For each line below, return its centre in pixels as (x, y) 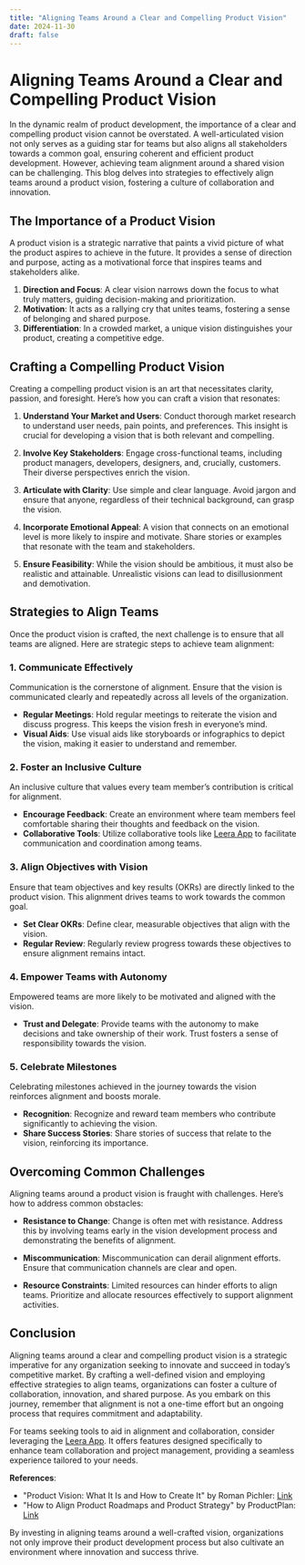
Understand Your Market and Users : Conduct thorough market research (159, 416)
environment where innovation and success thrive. (104, 1551)
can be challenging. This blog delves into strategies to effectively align (142, 173)
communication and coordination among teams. (112, 843)
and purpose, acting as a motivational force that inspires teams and (136, 263)
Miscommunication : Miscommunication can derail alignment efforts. (152, 1258)
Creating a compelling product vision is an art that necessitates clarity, (142, 388)
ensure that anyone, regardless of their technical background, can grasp (158, 499)
